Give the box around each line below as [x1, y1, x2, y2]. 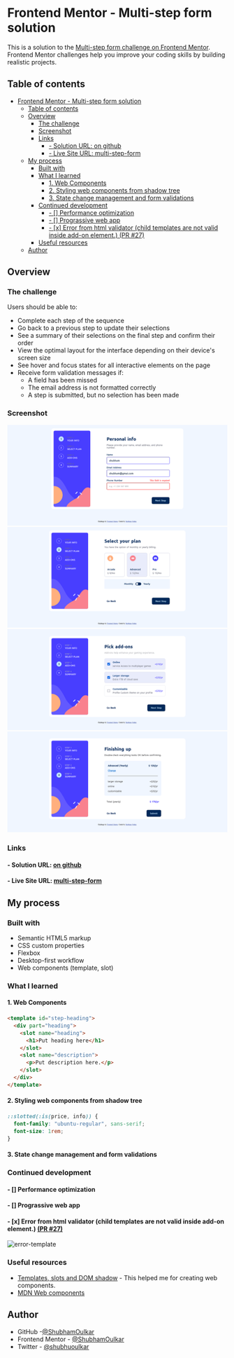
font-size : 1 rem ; [13, 1127, 64, 1134]
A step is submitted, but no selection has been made [27, 391, 180, 399]
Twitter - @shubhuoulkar [17, 1342, 89, 1350]
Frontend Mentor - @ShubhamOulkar [17, 1335, 124, 1343]
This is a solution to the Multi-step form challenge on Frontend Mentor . [7, 43, 211, 51]
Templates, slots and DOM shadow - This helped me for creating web [17, 1273, 218, 1282]
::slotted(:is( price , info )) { [7, 1113, 98, 1120]
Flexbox [17, 948, 41, 957]
